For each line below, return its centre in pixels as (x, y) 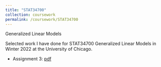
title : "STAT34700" (26, 10)
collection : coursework (30, 15)
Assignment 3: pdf (32, 59)
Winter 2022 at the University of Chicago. (49, 49)
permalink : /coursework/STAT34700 (42, 19)
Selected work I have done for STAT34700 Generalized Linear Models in (81, 44)
